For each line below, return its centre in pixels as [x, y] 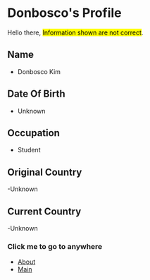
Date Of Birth [36, 94]
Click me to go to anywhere [55, 246]
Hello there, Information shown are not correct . [75, 32]
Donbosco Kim [39, 71]
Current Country [44, 211]
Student [29, 150]
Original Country [45, 172]
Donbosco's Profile [64, 13]
